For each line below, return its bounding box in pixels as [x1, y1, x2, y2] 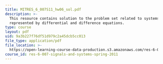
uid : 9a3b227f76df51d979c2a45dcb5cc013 [5, 34, 86, 39]
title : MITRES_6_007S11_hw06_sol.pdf [5, 7, 81, 12]
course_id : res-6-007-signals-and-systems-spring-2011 [5, 51, 118, 57]
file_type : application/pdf [5, 38, 62, 43]
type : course [5, 25, 32, 30]
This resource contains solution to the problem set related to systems [9, 16, 160, 21]
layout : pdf [5, 29, 29, 34]
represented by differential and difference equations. [9, 20, 125, 26]
